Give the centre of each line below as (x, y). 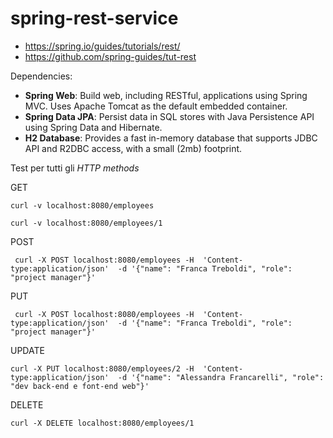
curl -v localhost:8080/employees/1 (86, 223)
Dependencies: (41, 76)
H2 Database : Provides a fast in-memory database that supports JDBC (171, 138)
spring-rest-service (94, 18)
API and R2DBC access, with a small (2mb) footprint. (133, 148)
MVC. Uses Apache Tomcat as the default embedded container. (156, 106)
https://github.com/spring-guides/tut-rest (110, 56)
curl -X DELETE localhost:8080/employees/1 (102, 423)
